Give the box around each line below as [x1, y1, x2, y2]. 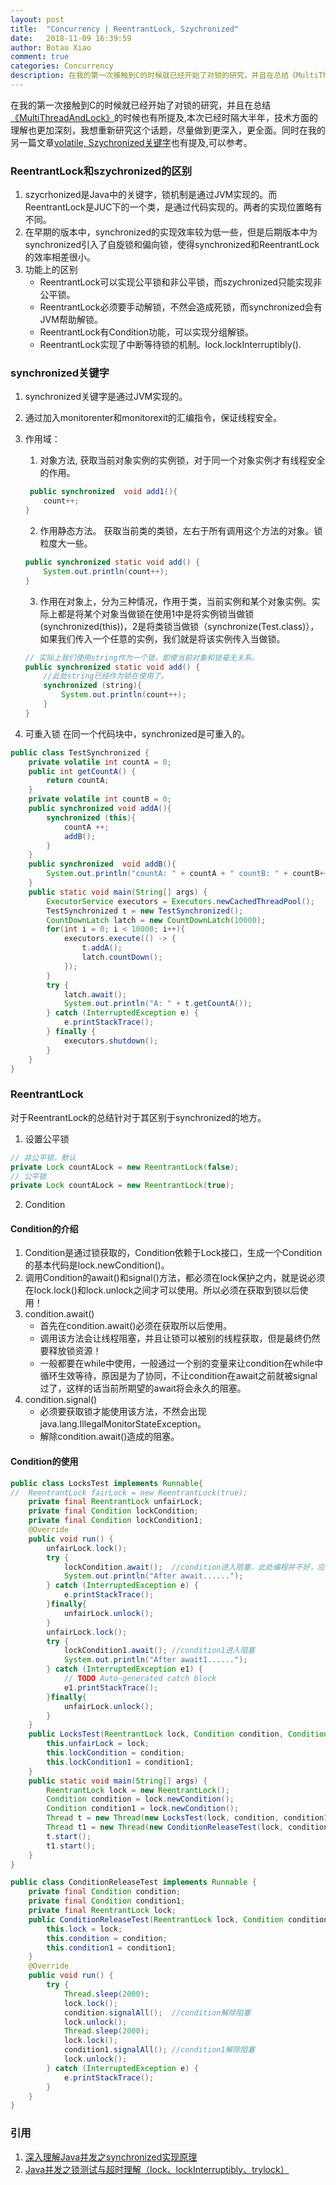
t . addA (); [81, 943, 123, 953]
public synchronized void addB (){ [28, 859, 177, 870]
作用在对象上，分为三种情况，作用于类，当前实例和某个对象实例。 [39, 595, 312, 607]
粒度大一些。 [39, 537, 93, 550]
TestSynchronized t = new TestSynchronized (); [46, 906, 244, 916]
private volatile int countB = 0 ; [28, 794, 172, 805]
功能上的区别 [24, 264, 78, 276]
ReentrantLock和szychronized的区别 [10, 164, 193, 178]
